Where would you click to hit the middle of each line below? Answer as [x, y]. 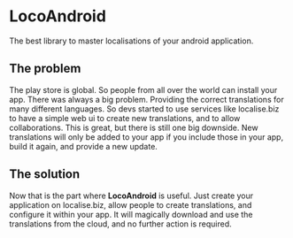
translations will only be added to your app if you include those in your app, [146, 137]
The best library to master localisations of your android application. [131, 41]
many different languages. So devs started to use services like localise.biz [144, 109]
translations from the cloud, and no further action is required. [120, 224]
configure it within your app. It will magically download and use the [131, 214]
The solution [45, 174]
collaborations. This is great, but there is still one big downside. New [134, 127]
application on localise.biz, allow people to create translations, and [131, 204]
